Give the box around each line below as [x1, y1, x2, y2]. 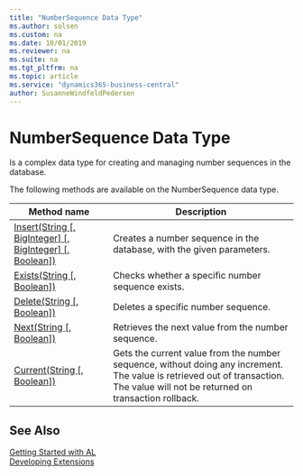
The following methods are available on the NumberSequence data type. [9, 184, 280, 195]
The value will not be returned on [112, 380, 252, 393]
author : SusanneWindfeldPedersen [9, 88, 135, 97]
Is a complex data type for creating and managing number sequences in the [9, 157, 291, 168]
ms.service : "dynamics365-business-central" [9, 80, 179, 89]
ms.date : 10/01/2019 [9, 38, 87, 48]
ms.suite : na [9, 55, 59, 64]
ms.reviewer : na [9, 47, 70, 56]
